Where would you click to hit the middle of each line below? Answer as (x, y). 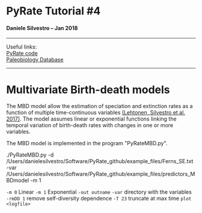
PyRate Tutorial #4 (54, 11)
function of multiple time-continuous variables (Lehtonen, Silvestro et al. (96, 113)
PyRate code (22, 53)
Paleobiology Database (35, 60)
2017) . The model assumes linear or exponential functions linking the (91, 119)
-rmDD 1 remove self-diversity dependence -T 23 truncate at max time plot (99, 199)
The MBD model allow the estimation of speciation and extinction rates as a (100, 106)
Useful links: (22, 47)
